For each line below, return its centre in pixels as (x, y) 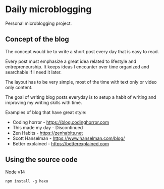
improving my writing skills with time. (44, 102)
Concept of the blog (37, 39)
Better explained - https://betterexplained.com (61, 143)
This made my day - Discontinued (48, 127)
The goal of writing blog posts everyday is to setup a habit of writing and (81, 97)
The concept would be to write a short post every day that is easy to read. (82, 51)
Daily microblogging (48, 9)
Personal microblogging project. (39, 23)
